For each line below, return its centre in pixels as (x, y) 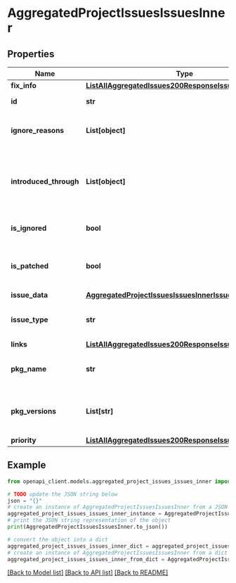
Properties (31, 54)
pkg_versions (33, 411)
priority (24, 440)
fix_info (24, 86)
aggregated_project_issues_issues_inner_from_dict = (86, 559)
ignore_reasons (38, 130)
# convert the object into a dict (58, 539)
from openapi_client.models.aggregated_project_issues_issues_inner (110, 481)
